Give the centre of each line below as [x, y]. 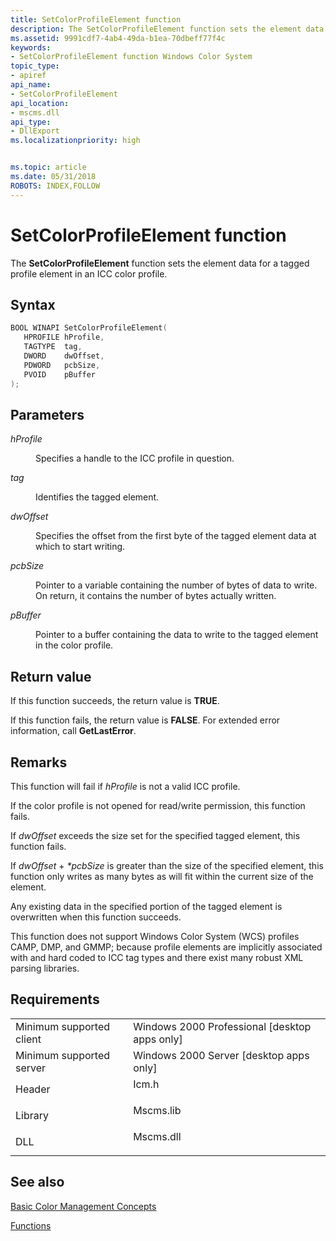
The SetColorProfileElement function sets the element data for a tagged [160, 263]
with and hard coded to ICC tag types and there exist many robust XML [157, 957]
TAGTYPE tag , [53, 347]
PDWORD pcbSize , [62, 365]
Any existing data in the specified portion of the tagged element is [146, 906]
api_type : [31, 122]
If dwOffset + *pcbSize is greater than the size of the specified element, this [167, 865]
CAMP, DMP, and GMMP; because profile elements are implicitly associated [166, 947]
